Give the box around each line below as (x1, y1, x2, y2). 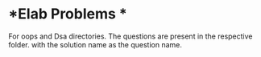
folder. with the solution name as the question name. (8, 39, 183, 49)
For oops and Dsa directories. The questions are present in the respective (8, 31, 253, 41)
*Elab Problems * (8, 5, 127, 23)
